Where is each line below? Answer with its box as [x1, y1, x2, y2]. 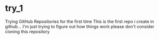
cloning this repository [5, 29, 50, 34]
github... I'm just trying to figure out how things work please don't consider [5, 23, 155, 29]
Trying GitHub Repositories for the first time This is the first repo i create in [5, 19, 154, 24]
